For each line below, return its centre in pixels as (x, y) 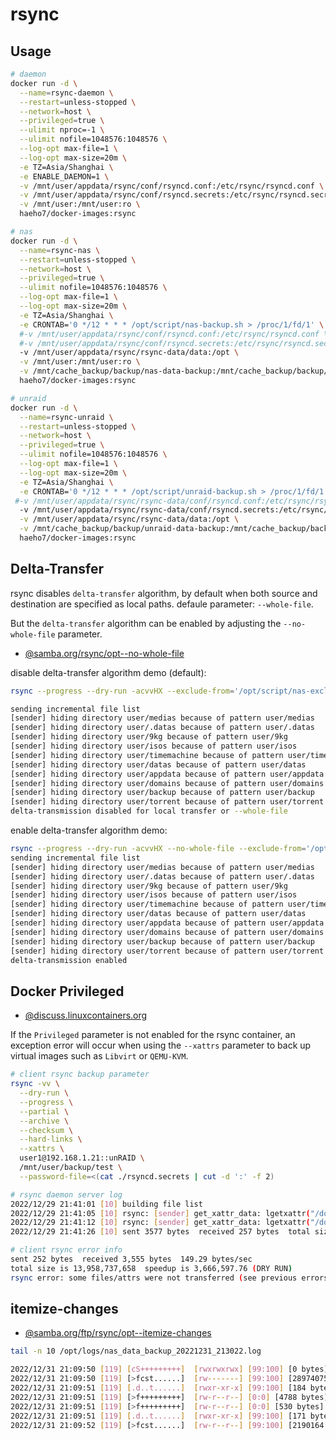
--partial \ (44, 1111)
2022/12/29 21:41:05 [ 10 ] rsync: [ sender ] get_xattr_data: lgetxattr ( (160, 1213)
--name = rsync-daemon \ (66, 93)
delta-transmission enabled (69, 960)
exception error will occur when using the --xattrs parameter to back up (161, 1045)
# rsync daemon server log (66, 1194)
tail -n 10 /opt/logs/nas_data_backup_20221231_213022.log (136, 1351)
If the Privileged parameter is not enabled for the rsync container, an (153, 1035)
